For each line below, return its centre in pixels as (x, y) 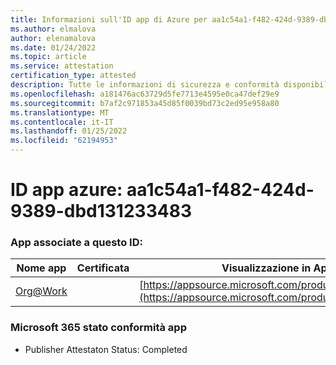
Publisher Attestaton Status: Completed (106, 349)
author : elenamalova (53, 38)
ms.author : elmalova (53, 29)
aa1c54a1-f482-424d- (220, 190)
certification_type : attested (73, 76)
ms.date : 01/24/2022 (53, 47)
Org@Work (41, 291)
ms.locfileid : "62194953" (64, 141)
